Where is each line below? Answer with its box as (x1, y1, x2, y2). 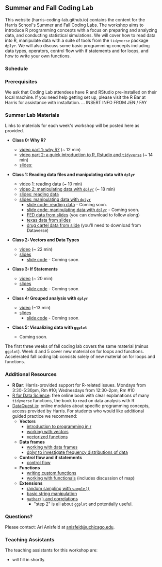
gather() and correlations (26, 496, 78, 501)
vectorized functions (26, 434, 68, 440)
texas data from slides (26, 217, 71, 223)
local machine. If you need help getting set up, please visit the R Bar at (5, 94, 146, 100)
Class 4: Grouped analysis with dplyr (12, 295, 88, 301)
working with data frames (26, 444, 78, 450)
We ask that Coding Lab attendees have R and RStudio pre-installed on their (5, 89, 157, 95)
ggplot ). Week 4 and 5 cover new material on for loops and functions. (5, 349, 144, 354)
